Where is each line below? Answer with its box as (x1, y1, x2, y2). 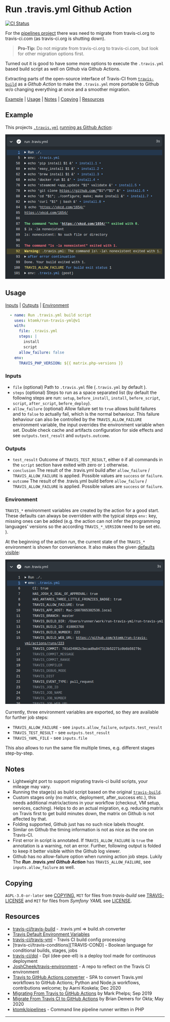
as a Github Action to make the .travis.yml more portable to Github (17, 81, 159, 87)
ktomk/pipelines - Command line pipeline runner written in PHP (12, 1006, 144, 1012)
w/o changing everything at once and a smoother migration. (5, 86, 131, 92)
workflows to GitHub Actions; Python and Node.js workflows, (12, 980, 141, 986)
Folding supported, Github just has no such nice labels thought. (12, 821, 145, 827)
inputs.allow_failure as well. (12, 864, 75, 870)
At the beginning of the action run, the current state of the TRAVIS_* (5, 539, 145, 545)
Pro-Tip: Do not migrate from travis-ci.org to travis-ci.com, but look (17, 45, 158, 51)
